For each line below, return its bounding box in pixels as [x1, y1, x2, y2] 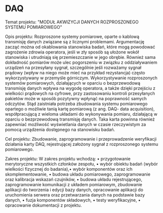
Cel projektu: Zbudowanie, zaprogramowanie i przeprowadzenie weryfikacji [5, 136, 157, 142]
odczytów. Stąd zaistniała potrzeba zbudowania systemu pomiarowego [5, 101, 148, 106]
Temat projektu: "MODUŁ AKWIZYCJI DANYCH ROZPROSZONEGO [5, 19, 139, 25]
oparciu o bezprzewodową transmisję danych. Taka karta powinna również [5, 116, 155, 122]
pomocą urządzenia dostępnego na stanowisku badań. [5, 126, 115, 132]
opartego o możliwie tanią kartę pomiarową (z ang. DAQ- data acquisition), [5, 106, 155, 112]
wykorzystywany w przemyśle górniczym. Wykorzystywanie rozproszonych [5, 75, 158, 81]
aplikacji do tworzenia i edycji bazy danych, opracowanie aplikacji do [5, 187, 144, 193]
